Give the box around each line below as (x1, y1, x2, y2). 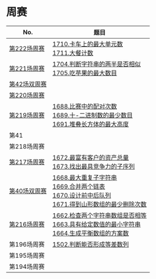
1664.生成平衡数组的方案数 (52, 229, 129, 237)
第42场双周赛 (9, 80, 47, 88)
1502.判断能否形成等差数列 (52, 240, 129, 248)
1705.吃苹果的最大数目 (52, 69, 117, 77)
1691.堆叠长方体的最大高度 (52, 120, 129, 128)
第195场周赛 (9, 251, 45, 259)
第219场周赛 (9, 111, 45, 119)
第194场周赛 (9, 262, 45, 271)
